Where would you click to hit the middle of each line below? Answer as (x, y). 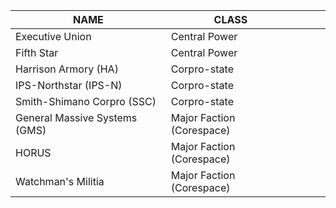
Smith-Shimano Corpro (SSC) (86, 101)
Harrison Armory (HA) (67, 69)
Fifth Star (37, 52)
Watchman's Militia (60, 181)
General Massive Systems (76, 117)
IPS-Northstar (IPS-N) (69, 85)
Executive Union (53, 36)
